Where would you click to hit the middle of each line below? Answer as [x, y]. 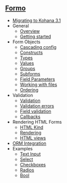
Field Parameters [37, 79]
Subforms [30, 74]
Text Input [30, 154]
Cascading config [38, 47]
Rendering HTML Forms [37, 122]
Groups [27, 68]
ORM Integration [29, 143]
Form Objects [26, 42]
